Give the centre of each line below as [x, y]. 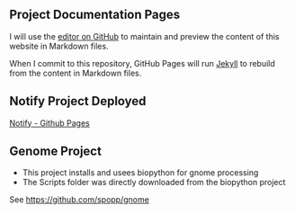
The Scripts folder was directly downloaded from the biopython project [154, 183]
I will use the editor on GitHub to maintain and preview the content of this [144, 36]
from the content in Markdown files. [76, 73]
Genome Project [55, 152]
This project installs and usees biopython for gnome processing [140, 173]
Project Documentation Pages [95, 15]
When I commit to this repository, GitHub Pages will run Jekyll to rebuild [143, 63]
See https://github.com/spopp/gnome [80, 200]
